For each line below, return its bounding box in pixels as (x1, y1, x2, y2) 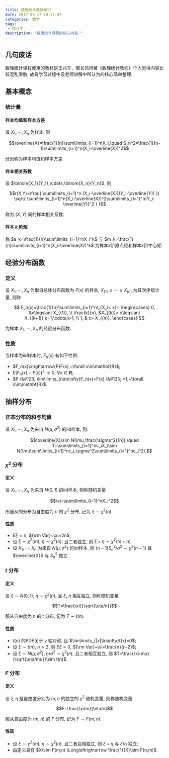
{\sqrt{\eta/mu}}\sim (12, 656, 55, 662)
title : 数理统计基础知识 (5, 7, 51, 13)
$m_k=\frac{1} (104, 236, 134, 242)
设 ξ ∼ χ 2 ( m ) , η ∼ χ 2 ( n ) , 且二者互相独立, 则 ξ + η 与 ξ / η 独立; (12, 739, 138, 746)
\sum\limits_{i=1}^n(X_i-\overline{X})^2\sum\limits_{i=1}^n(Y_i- (27, 196, 155, 202)
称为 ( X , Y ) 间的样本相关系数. (5, 212, 64, 218)
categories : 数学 (5, 17, 40, 22)
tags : (5, 21, 17, 27)
